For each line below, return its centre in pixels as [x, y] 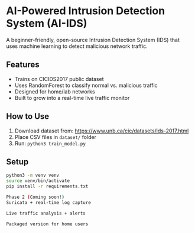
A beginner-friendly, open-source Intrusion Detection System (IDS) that [93, 40]
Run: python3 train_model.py [50, 143]
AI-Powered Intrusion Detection [86, 11]
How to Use [28, 117]
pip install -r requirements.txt [47, 187]
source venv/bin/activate [38, 181]
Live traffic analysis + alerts [46, 213]
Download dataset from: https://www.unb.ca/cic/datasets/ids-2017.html [102, 131]
